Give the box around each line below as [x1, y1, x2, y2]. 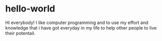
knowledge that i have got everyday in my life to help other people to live [5, 24, 157, 30]
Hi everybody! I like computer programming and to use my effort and [5, 19, 148, 25]
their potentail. [5, 30, 35, 36]
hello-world [5, 3, 56, 14]
